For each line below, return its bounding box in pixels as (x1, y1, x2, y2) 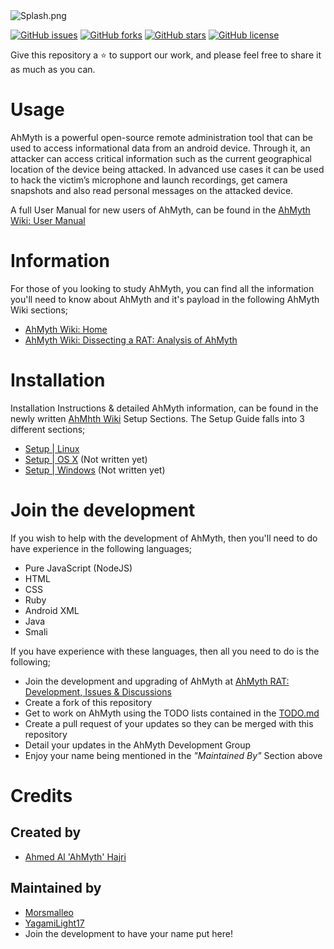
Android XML (24, 604, 80, 616)
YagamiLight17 (24, 917, 85, 929)
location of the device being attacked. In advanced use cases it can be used (10, 163, 325, 175)
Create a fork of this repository (24, 696, 153, 708)
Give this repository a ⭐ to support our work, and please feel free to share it (10, 49, 322, 61)
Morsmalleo (24, 906, 74, 918)
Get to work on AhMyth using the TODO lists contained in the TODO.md (24, 707, 320, 719)
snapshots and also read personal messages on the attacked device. (10, 184, 294, 196)
